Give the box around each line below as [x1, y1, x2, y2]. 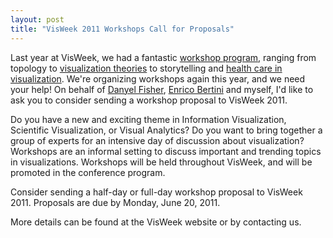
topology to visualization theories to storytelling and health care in [10, 62, 283, 74]
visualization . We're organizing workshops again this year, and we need [10, 72, 306, 85]
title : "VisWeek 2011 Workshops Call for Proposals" [10, 24, 235, 34]
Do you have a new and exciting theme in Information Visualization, [10, 113, 287, 125]
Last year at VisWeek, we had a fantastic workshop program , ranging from [10, 51, 317, 63]
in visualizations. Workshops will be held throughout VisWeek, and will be [10, 156, 313, 168]
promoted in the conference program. [10, 166, 166, 178]
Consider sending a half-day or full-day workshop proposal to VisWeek [10, 186, 303, 198]
